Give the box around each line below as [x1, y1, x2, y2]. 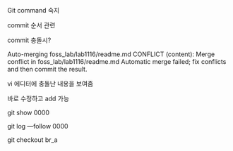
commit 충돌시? [7, 36, 52, 44]
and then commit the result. [7, 65, 88, 73]
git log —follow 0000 [7, 122, 68, 130]
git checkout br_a [7, 136, 58, 144]
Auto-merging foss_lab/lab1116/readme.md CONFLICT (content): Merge [7, 50, 215, 58]
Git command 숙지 [7, 6, 60, 14]
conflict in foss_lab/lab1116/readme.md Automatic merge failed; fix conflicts [7, 58, 227, 65]
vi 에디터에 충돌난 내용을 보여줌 [7, 79, 94, 88]
